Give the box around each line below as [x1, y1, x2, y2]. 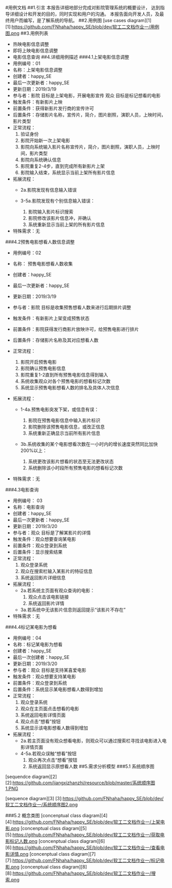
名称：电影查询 [12, 504, 45, 510]
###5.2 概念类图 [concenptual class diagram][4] [5, 813, 108, 818]
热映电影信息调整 [12, 41, 49, 47]
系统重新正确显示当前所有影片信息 [28, 430, 101, 436]
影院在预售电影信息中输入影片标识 [28, 418, 101, 423]
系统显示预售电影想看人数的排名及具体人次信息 [20, 385, 120, 390]
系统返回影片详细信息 [20, 575, 66, 580]
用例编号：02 [12, 250, 42, 256]
